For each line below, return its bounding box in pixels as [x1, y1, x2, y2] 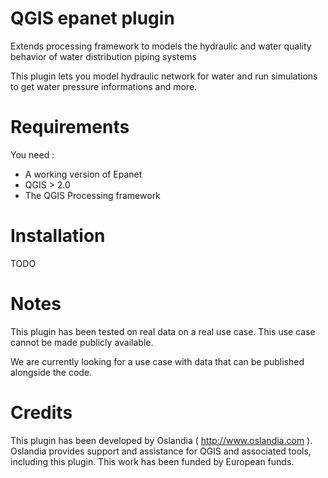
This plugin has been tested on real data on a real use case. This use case [10, 325, 316, 337]
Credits [10, 401, 73, 424]
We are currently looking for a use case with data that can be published [10, 355, 305, 367]
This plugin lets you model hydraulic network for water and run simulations [10, 70, 318, 82]
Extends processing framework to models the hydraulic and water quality [10, 40, 312, 52]
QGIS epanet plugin [10, 7, 175, 30]
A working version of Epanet [24, 168, 143, 180]
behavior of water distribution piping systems [10, 50, 197, 62]
